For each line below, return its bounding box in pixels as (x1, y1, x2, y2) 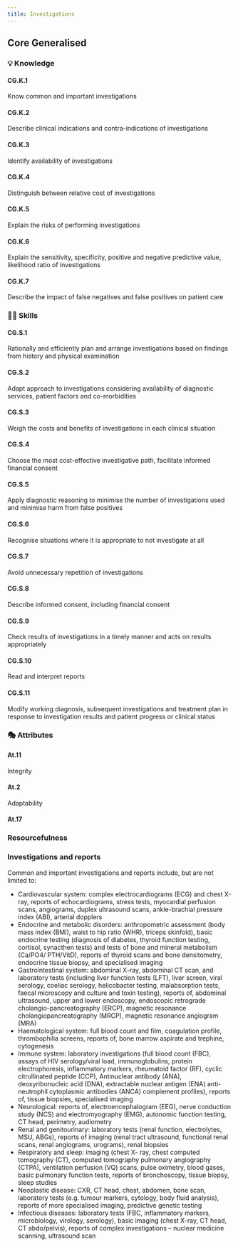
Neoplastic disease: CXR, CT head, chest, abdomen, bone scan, (17, 1186, 207, 1194)
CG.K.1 (7, 76, 29, 84)
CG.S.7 (7, 552, 29, 561)
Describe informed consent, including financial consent (7, 600, 170, 609)
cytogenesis (17, 1041, 54, 1050)
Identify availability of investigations (7, 156, 113, 165)
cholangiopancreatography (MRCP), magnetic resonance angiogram (17, 1011, 219, 1020)
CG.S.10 (7, 656, 32, 665)
